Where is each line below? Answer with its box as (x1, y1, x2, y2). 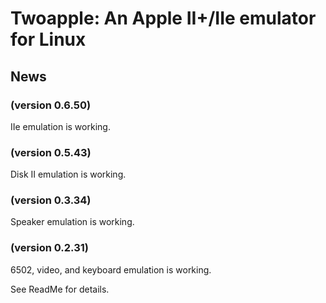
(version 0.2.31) (10, 241, 89, 255)
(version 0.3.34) (10, 193, 92, 207)
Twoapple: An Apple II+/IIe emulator (10, 7, 317, 30)
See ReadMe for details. (10, 283, 110, 295)
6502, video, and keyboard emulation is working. (10, 263, 212, 276)
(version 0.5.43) (10, 145, 92, 159)
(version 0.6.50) (10, 98, 92, 112)
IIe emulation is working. (10, 120, 111, 132)
